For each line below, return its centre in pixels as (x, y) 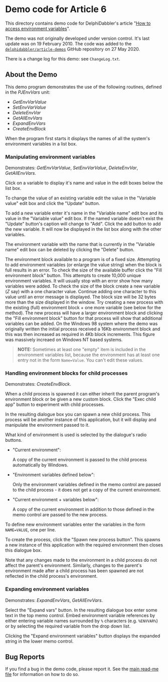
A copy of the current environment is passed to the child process (79, 460)
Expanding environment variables (47, 589)
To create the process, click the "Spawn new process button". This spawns (83, 539)
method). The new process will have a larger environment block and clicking (84, 313)
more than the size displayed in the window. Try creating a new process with (84, 302)
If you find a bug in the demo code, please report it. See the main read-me (82, 669)
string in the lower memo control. (39, 641)
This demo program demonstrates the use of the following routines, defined (83, 87)
